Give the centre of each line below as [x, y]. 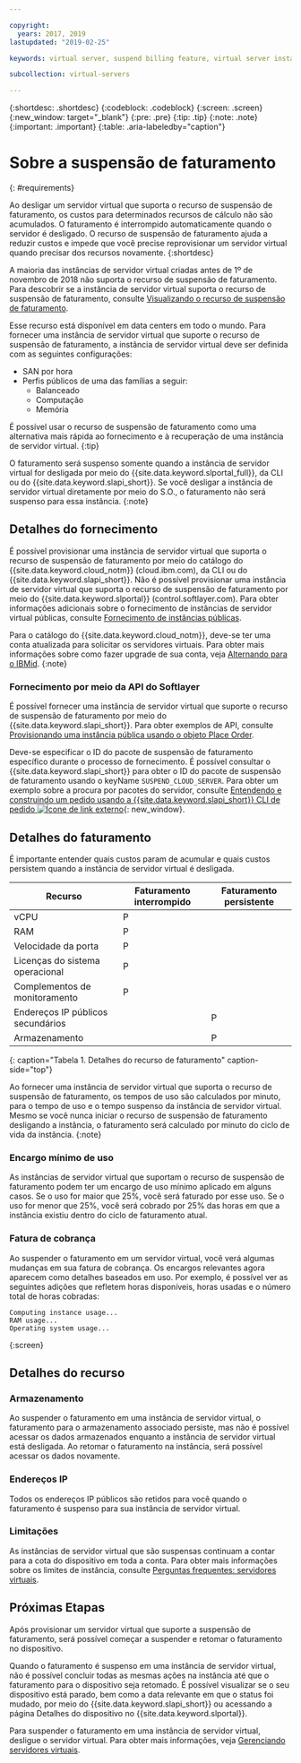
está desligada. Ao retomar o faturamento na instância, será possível [136, 1447]
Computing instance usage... [64, 1312]
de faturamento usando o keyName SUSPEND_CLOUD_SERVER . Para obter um [144, 781]
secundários [40, 1023]
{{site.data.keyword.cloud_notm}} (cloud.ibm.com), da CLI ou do [129, 570]
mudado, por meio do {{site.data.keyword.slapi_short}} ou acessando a [141, 1704]
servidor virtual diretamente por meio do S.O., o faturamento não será [138, 492]
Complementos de [52, 986]
